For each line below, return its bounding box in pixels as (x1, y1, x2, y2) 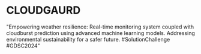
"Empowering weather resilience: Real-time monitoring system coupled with (6, 23, 194, 30)
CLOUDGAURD (6, 4, 81, 17)
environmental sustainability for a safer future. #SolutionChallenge (6, 36, 170, 43)
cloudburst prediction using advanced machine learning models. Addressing (6, 29, 195, 36)
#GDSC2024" (6, 42, 40, 49)
